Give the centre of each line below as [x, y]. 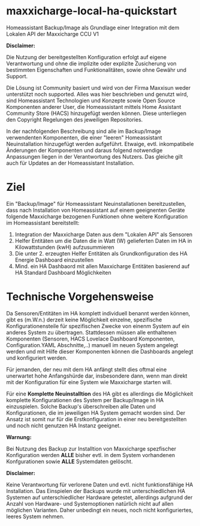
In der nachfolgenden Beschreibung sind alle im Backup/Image [84, 131]
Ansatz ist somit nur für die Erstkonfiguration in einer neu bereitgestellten [96, 419]
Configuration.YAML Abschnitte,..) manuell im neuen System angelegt [92, 345]
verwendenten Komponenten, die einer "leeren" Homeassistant [84, 137]
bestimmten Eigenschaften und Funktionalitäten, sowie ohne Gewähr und [96, 69]
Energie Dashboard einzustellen [54, 260]
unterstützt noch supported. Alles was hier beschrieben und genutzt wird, [97, 94]
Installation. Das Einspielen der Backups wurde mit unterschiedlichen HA [96, 491]
